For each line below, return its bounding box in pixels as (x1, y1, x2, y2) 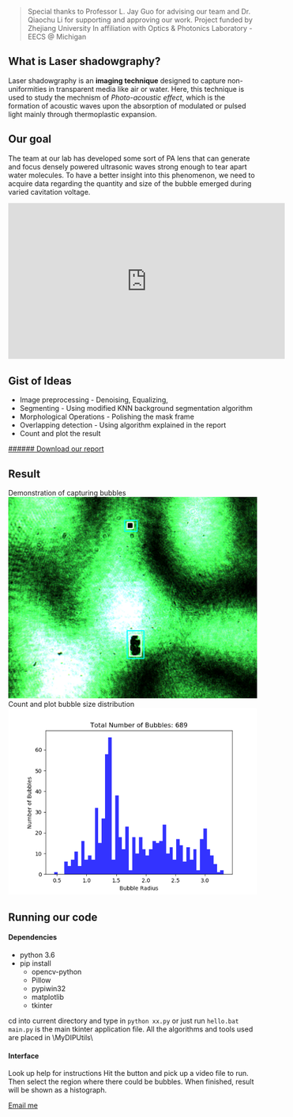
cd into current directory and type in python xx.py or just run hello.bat (8, 1016, 239, 1026)
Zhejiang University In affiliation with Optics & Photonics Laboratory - (27, 24, 253, 32)
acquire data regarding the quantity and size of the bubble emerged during (8, 178, 252, 188)
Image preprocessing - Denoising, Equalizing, (19, 395, 168, 405)
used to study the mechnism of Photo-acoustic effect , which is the (8, 93, 226, 102)
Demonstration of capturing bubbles (8, 488, 126, 498)
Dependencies (8, 933, 58, 942)
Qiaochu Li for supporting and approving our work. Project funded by (27, 15, 253, 25)
